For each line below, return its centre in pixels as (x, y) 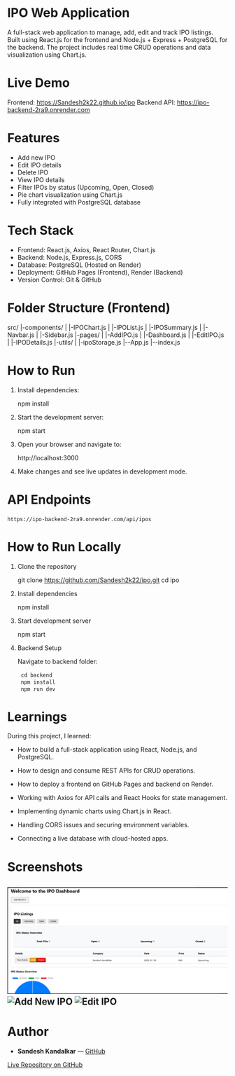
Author (28, 1032)
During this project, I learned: (49, 736)
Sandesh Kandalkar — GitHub (62, 1051)
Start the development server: (60, 417)
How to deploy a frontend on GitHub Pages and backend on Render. (115, 784)
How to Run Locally (64, 547)
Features (34, 138)
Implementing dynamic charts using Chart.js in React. (94, 811)
